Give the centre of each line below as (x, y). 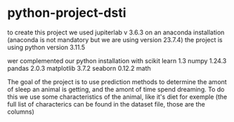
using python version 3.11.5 (46, 47)
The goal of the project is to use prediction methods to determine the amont (117, 81)
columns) (21, 111)
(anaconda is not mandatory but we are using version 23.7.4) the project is (115, 39)
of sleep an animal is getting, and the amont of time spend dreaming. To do (116, 89)
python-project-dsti (67, 13)
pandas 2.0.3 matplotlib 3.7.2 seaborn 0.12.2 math (79, 68)
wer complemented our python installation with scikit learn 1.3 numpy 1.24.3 (117, 60)
